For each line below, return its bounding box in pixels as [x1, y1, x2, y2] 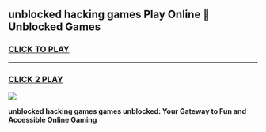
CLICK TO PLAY [8, 44, 70, 55]
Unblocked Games [8, 21, 101, 34]
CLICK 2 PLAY [8, 74, 63, 85]
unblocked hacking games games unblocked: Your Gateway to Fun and [8, 106, 247, 115]
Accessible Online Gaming [8, 115, 97, 124]
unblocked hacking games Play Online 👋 [8, 8, 211, 21]
